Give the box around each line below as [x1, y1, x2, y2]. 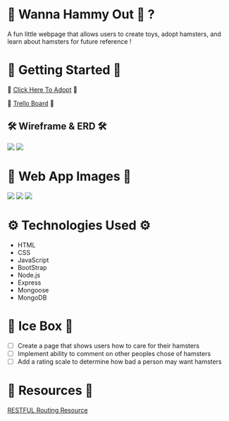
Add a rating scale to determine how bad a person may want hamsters [17, 357, 222, 366]
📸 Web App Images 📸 [7, 168, 132, 184]
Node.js [17, 271, 41, 279]
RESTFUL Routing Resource [7, 405, 88, 414]
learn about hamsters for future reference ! [7, 37, 132, 45]
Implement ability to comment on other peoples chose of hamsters [17, 349, 211, 357]
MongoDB [17, 293, 47, 302]
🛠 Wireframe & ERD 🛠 [7, 120, 107, 133]
